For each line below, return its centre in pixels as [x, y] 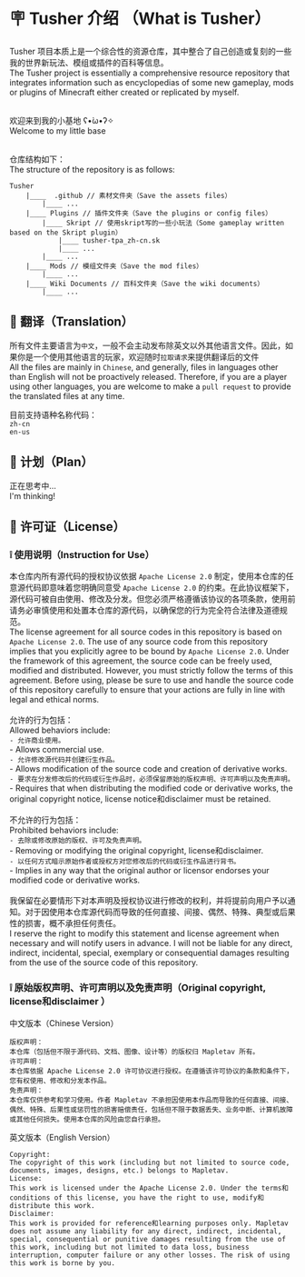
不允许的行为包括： [45, 820]
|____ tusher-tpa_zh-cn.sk [109, 240]
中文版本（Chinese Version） [64, 1023]
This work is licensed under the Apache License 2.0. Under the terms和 [149, 1188]
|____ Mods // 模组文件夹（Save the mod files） [114, 266]
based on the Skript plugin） [66, 233]
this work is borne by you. [63, 1263]
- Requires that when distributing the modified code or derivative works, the [151, 788]
